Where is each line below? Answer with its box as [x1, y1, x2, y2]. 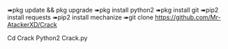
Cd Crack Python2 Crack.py [7, 34, 88, 42]
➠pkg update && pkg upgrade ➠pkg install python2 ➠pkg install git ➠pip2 [7, 6, 219, 14]
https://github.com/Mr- [154, 13, 221, 21]
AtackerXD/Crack [7, 21, 57, 28]
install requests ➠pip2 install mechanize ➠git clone [7, 13, 153, 21]
